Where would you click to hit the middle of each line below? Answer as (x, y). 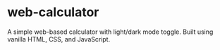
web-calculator (53, 12)
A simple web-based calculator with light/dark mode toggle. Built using (110, 32)
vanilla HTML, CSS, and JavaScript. (59, 39)
